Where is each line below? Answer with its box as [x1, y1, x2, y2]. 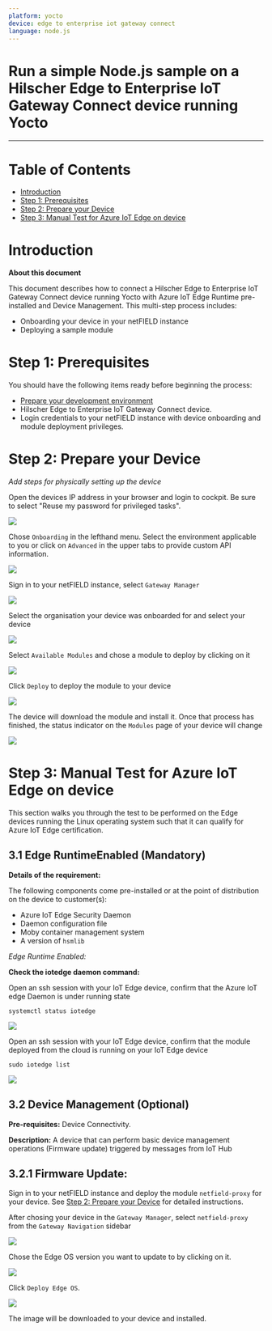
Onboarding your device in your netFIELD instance [19, 316, 189, 326]
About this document [8, 268, 82, 278]
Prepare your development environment [19, 396, 154, 405]
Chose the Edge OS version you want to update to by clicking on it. [8, 1252, 232, 1262]
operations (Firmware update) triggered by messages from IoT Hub [8, 1143, 232, 1153]
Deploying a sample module [19, 325, 113, 335]
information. [8, 549, 49, 559]
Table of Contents [8, 160, 131, 179]
